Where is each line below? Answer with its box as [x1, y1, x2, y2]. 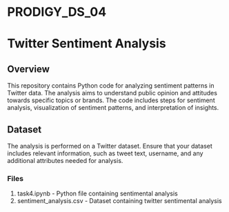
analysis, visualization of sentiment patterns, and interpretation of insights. [7, 104, 219, 112]
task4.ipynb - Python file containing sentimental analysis [17, 189, 178, 197]
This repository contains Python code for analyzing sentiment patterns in [7, 81, 215, 90]
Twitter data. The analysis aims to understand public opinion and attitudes [7, 89, 217, 97]
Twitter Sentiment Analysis [7, 36, 167, 52]
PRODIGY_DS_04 [7, 4, 107, 20]
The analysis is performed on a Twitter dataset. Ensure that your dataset [7, 142, 212, 150]
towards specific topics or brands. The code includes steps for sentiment [7, 96, 215, 104]
